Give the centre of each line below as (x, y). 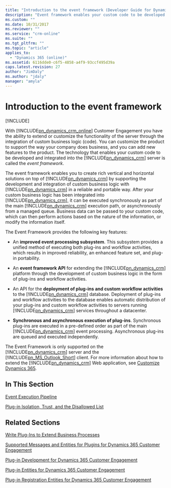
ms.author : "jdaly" (26, 77)
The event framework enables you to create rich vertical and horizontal (80, 173)
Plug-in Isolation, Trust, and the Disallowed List (54, 406)
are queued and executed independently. (56, 336)
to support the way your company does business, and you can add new (80, 147)
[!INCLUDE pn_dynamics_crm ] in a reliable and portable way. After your (79, 189)
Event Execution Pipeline (31, 397)
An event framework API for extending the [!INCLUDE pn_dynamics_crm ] (89, 268)
